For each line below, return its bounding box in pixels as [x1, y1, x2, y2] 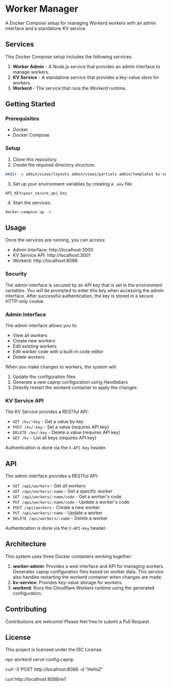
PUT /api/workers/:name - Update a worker [12, 510, 103, 516]
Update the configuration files [12, 374, 76, 380]
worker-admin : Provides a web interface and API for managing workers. [12, 563, 164, 569]
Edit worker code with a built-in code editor [12, 348, 104, 354]
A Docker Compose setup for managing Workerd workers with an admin [5, 20, 156, 26]
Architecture [5, 540, 47, 549]
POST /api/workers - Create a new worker [12, 504, 100, 510]
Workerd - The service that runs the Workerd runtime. [12, 85, 127, 91]
